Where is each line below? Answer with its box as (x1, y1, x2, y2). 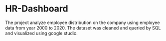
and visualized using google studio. (5, 30, 78, 36)
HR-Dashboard (5, 3, 68, 14)
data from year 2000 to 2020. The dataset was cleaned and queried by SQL (5, 24, 161, 30)
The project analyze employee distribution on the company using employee (5, 19, 160, 25)
